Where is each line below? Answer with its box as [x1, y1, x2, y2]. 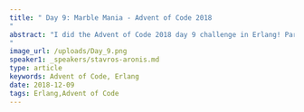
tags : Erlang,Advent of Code [9, 89, 119, 98]
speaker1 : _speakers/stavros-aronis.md [9, 55, 160, 64]
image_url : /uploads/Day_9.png [9, 47, 128, 56]
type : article [9, 64, 63, 73]
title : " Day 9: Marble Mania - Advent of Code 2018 [9, 13, 213, 23]
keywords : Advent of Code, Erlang [9, 72, 140, 81]
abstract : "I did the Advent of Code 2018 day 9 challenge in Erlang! [9, 30, 281, 39]
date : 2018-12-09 [9, 80, 75, 89]
